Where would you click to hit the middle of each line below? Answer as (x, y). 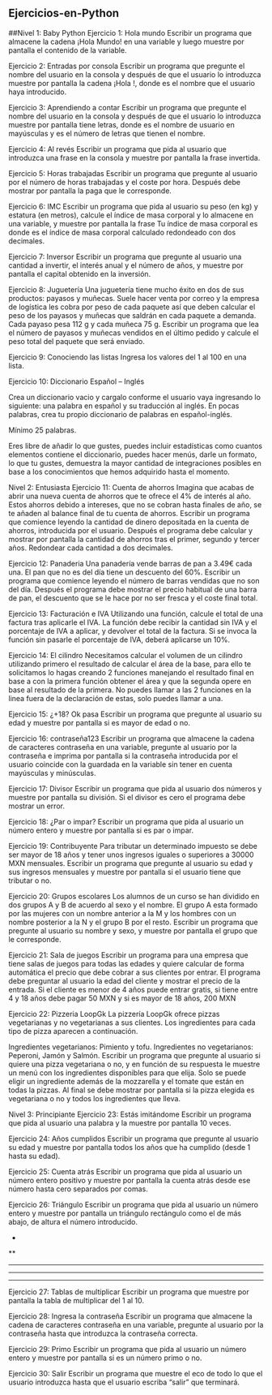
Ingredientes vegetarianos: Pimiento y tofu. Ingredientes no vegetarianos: (131, 1047)
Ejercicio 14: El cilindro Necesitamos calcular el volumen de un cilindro (125, 655)
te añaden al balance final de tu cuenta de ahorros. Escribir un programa (130, 513)
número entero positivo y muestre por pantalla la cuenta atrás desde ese (130, 1180)
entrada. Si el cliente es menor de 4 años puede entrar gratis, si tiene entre (133, 989)
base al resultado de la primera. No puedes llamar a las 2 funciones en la (130, 690)
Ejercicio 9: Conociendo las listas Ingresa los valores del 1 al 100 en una (127, 357)
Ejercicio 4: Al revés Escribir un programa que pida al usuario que (117, 149)
